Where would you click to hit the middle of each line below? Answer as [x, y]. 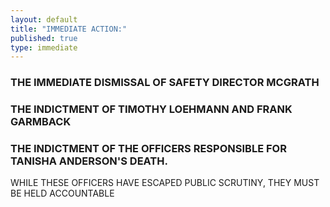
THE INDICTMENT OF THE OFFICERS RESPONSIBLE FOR [148, 149]
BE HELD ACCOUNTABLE [62, 193]
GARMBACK [41, 122]
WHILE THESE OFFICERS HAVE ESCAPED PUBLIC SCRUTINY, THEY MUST [165, 183]
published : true [44, 38]
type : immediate [44, 47]
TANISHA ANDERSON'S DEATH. [89, 161]
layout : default [44, 19]
